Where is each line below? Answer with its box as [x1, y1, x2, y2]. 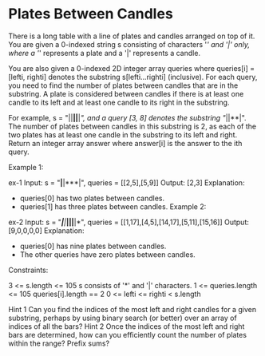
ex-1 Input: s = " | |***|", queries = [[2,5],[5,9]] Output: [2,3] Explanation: [8, 177, 245, 188]
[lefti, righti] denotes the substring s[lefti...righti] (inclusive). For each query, [8, 72, 258, 81]
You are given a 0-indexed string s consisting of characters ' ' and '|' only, [8, 39, 250, 49]
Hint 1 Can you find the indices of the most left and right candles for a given [8, 304, 257, 314]
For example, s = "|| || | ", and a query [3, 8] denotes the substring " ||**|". [8, 113, 247, 122]
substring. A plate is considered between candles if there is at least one [8, 89, 244, 98]
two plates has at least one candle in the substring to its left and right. [8, 129, 238, 140]
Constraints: [8, 265, 49, 275]
